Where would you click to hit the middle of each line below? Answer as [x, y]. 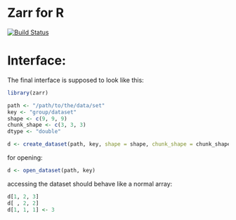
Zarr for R [36, 13]
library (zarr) [28, 92]
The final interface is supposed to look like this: [76, 80]
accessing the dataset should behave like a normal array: [90, 184]
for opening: [25, 158]
